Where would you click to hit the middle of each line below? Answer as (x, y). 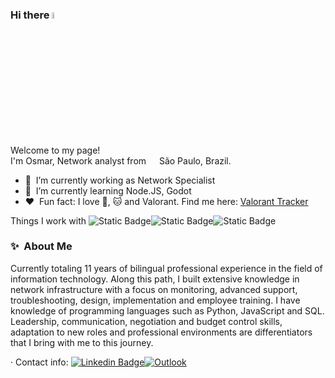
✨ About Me (41, 246)
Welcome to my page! (55, 150)
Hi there (30, 15)
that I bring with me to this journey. (82, 342)
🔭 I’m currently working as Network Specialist (120, 180)
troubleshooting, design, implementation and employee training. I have (155, 300)
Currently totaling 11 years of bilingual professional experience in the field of (166, 268)
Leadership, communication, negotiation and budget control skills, (146, 321)
